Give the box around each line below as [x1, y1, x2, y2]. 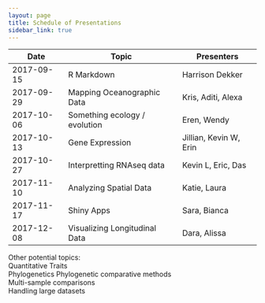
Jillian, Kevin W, [181, 132, 241, 143]
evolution [68, 120, 103, 131]
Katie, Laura [181, 183, 227, 194]
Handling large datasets [8, 286, 85, 296]
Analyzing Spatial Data [68, 183, 152, 194]
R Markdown [68, 69, 115, 80]
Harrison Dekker [181, 69, 243, 80]
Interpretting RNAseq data [68, 160, 166, 171]
